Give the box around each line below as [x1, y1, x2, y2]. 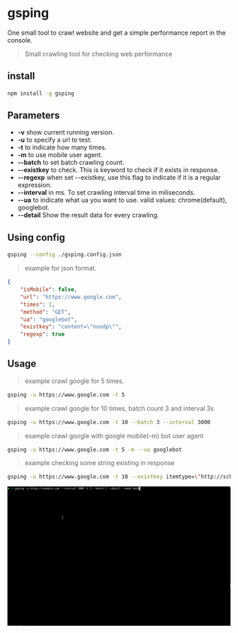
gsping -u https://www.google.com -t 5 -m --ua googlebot [7, 446, 182, 453]
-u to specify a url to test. [17, 136, 92, 144]
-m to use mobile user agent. [17, 151, 103, 159]
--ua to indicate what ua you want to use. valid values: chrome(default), [17, 196, 227, 205]
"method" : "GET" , [20, 308, 72, 316]
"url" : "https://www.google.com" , [20, 293, 122, 300]
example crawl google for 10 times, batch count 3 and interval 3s [24, 404, 215, 412]
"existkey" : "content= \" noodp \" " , [20, 324, 122, 331]
